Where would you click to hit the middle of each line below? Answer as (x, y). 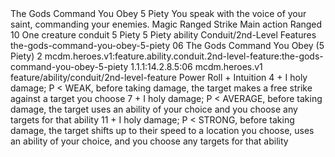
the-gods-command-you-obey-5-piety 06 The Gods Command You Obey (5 (167, 45)
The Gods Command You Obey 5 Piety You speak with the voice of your (158, 13)
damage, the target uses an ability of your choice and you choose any (154, 109)
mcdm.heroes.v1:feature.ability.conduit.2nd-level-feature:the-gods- (184, 56)
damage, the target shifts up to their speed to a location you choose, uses (162, 130)
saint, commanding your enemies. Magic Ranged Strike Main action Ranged (166, 24)
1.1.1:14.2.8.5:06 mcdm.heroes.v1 (196, 66)
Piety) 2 (26, 56)
